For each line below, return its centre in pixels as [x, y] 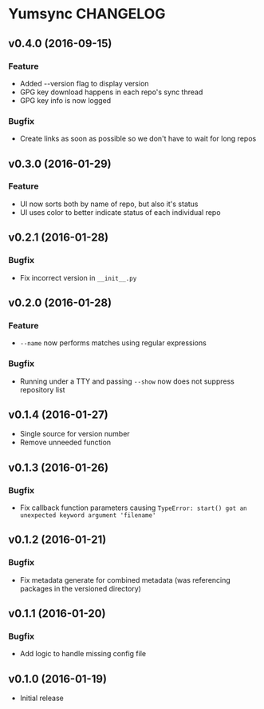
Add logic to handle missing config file [83, 654]
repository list [42, 389]
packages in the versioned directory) [81, 588]
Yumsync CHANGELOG [87, 14]
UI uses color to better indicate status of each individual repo [120, 212]
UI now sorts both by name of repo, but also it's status [109, 204]
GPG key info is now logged [65, 100]
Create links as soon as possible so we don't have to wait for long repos [138, 139]
